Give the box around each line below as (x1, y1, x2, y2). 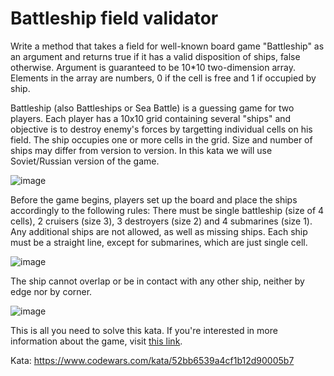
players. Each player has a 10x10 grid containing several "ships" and (10, 112, 292, 124)
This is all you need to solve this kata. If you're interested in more (10, 324, 278, 336)
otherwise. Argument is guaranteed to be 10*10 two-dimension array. (10, 61, 296, 73)
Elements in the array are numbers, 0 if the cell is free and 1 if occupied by (10, 72, 317, 84)
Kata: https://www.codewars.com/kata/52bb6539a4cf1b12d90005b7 (10, 354, 295, 366)
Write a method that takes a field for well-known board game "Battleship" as (10, 40, 325, 52)
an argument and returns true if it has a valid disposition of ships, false (10, 50, 301, 62)
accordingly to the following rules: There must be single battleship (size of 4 (10, 204, 325, 216)
